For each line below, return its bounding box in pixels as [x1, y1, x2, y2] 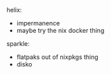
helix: [6, 6, 22, 14]
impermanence [16, 19, 60, 27]
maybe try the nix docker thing [16, 27, 105, 34]
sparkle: [6, 40, 30, 47]
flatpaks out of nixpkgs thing [16, 53, 99, 61]
